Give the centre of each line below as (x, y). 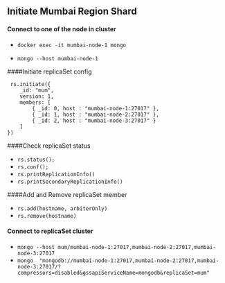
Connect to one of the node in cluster (62, 29)
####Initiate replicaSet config (49, 71)
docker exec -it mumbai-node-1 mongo (72, 45)
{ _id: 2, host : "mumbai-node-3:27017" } (94, 121)
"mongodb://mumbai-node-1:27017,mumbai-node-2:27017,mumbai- (129, 260)
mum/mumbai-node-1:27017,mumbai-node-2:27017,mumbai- (137, 247)
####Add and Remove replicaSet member (67, 194)
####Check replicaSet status (49, 146)
